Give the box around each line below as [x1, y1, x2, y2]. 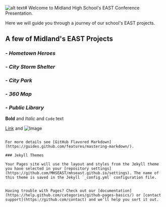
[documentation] [97, 188, 132, 193]
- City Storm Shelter [5, 63, 56, 70]
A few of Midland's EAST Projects [5, 34, 114, 43]
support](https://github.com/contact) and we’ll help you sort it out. [5, 197, 159, 202]
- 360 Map [5, 91, 32, 98]
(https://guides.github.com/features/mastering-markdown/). [5, 144, 135, 149]
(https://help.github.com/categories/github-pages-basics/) [5, 193, 135, 198]
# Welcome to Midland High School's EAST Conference [24, 5, 140, 11]
